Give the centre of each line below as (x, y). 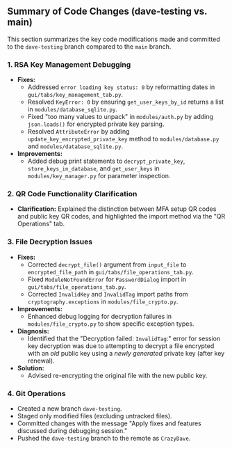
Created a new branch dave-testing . (69, 409)
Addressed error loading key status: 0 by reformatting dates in (121, 87)
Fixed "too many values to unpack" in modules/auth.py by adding (121, 117)
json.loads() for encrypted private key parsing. (96, 124)
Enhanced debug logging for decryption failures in (100, 316)
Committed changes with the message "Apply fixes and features (109, 423)
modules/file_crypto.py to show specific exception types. (111, 324)
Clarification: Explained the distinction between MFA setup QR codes (117, 209)
